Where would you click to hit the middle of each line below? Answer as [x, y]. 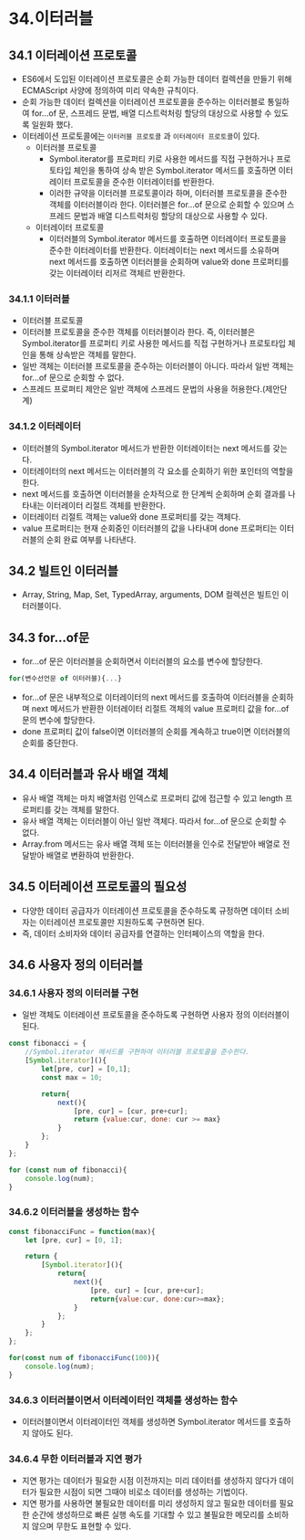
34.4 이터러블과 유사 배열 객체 [89, 774]
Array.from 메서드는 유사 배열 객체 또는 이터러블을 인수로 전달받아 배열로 [151, 844]
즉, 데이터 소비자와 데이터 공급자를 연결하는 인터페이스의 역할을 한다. [143, 933]
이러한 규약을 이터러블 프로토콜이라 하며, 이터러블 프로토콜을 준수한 [168, 193]
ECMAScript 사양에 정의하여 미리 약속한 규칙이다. [110, 90]
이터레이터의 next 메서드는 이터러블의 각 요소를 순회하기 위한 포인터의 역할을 [158, 470]
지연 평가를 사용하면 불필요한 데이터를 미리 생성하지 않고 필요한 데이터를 [149, 1503]
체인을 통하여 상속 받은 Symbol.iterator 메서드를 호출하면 [175, 170]
